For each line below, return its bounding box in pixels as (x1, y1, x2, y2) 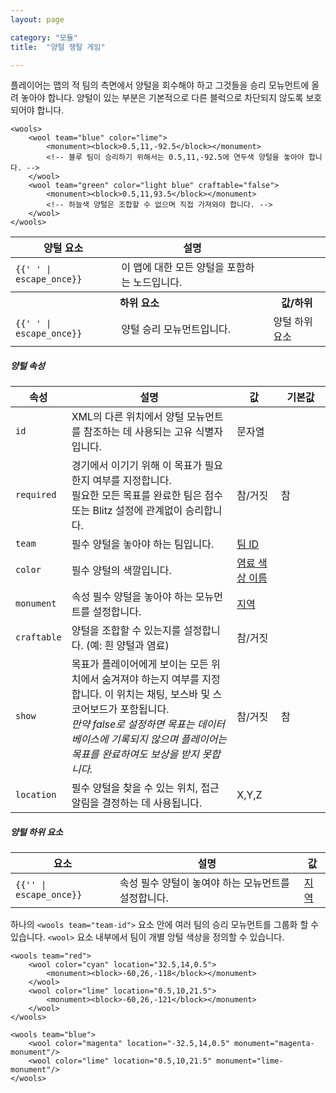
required (15, 489, 57, 501)
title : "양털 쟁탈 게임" (10, 42, 106, 52)
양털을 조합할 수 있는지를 (71, 624, 182, 638)
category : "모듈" (10, 32, 78, 43)
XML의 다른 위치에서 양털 (71, 410, 185, 424)
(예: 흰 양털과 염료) (85, 639, 170, 653)
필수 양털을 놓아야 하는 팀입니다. (71, 537, 215, 551)
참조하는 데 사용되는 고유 (83, 425, 193, 439)
